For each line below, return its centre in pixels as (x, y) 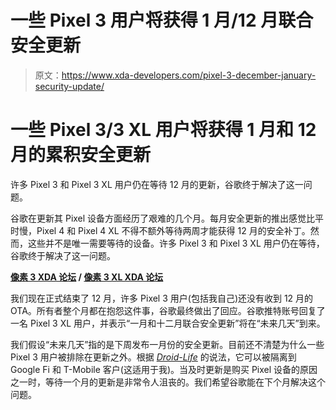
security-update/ (69, 86)
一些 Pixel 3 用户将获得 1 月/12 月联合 (162, 20)
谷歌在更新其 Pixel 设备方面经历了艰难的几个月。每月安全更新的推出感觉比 (163, 218)
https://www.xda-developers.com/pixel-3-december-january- (189, 75)
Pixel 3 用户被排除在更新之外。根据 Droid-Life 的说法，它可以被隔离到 (153, 357)
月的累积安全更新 (81, 155)
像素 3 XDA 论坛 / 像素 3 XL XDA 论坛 (87, 277)
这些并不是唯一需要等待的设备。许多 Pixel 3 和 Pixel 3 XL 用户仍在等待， (176, 243)
